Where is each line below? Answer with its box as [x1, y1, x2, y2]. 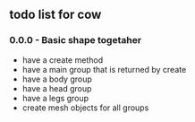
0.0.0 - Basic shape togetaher [9, 34, 141, 47]
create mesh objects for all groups [21, 102, 149, 113]
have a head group [21, 83, 92, 93]
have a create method [21, 54, 104, 65]
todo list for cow [9, 7, 102, 22]
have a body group [21, 74, 92, 84]
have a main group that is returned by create [21, 64, 187, 74]
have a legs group [21, 92, 89, 103]
